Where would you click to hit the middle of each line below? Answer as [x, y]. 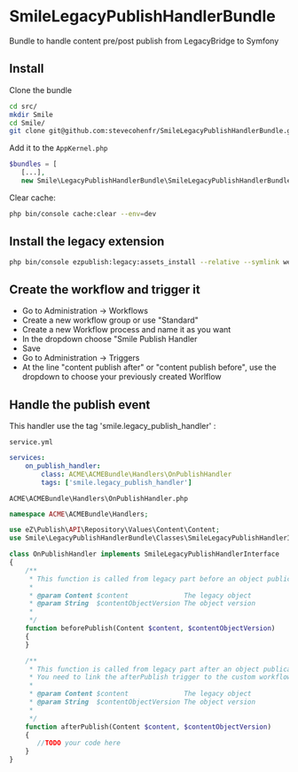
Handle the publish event [80, 405]
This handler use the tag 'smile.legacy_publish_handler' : [113, 426]
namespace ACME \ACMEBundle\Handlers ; [79, 514]
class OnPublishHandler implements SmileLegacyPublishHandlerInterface [144, 554]
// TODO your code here [79, 743]
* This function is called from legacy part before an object [146, 579]
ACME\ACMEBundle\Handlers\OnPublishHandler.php [99, 498]
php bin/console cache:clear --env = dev [83, 214]
